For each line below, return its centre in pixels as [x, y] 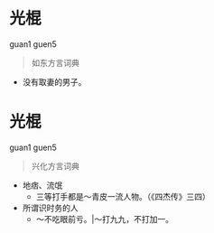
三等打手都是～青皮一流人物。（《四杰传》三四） [123, 196]
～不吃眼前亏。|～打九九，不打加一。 [105, 219]
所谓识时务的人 [50, 208]
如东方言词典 [55, 62]
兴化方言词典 [55, 166]
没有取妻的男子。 [54, 81]
